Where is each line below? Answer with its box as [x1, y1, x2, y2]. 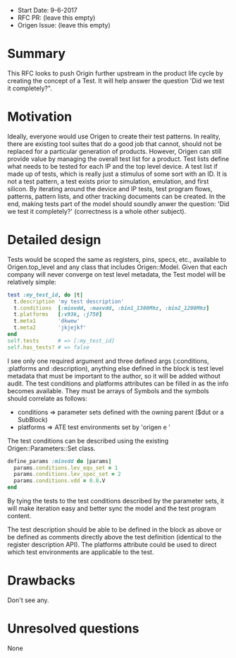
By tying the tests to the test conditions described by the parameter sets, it [7, 497, 224, 506]
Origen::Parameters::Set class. [7, 444, 97, 453]
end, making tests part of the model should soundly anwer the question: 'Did [7, 199, 230, 208]
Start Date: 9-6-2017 [17, 6, 77, 14]
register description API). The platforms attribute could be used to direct [7, 540, 217, 549]
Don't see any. [7, 596, 49, 604]
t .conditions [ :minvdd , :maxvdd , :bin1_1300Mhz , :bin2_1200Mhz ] [13, 304, 210, 311]
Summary [7, 46, 66, 62]
